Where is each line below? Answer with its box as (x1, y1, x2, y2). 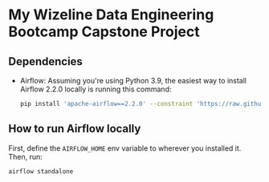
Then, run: (8, 152, 43, 161)
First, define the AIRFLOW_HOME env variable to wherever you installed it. (8, 143, 242, 153)
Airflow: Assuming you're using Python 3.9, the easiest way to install (19, 76, 247, 85)
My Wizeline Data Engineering (8, 6, 214, 24)
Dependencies (8, 55, 83, 68)
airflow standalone (8, 167, 74, 176)
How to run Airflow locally (8, 122, 141, 135)
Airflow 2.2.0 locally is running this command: (19, 84, 172, 94)
